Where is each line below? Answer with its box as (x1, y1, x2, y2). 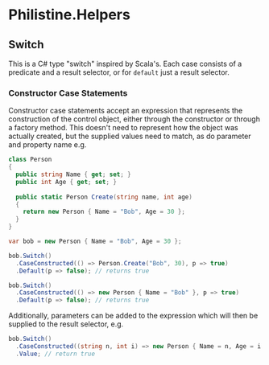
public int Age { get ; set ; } (15, 178, 117, 186)
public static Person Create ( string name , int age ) (15, 193, 193, 201)
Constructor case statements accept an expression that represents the (8, 106, 243, 116)
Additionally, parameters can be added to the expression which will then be (8, 311, 259, 321)
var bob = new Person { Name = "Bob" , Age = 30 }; (8, 237, 182, 246)
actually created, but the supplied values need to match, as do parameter (8, 131, 251, 141)
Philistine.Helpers (8, 6, 130, 24)
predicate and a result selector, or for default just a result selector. (8, 68, 230, 77)
